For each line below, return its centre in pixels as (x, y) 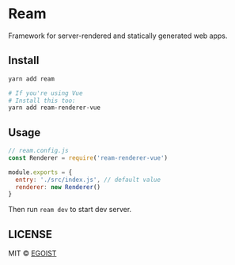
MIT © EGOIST (32, 253)
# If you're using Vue (45, 93)
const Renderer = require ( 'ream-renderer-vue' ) (88, 158)
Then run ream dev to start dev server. (70, 210)
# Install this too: (42, 100)
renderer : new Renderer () (58, 187)
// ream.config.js (38, 151)
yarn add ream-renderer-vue (55, 108)
